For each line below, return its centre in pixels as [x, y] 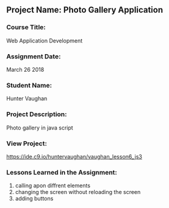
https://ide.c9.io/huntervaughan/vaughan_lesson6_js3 [74, 156]
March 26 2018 [25, 69]
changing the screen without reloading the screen [78, 192]
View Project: [27, 144]
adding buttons [34, 199]
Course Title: [26, 27]
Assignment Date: [34, 56]
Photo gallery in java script [40, 128]
